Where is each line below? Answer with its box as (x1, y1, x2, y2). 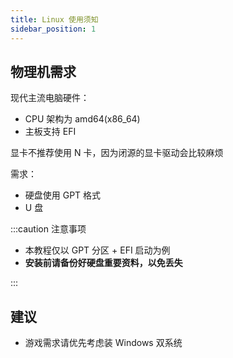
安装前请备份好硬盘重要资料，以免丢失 (24, 257, 183, 269)
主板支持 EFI (24, 126, 77, 138)
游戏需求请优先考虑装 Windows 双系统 (24, 337, 183, 349)
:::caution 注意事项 (10, 223, 87, 235)
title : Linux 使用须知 (10, 14, 99, 25)
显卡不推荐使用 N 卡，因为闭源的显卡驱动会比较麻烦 (10, 147, 224, 159)
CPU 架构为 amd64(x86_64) (24, 113, 141, 125)
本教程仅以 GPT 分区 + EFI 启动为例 (24, 244, 171, 256)
